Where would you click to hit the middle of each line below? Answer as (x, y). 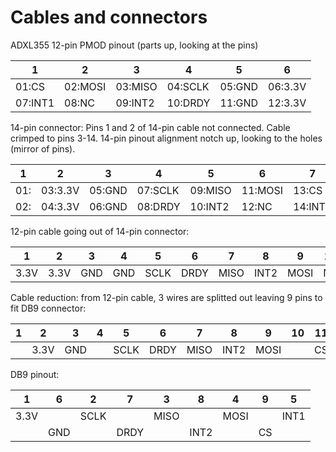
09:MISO (210, 190)
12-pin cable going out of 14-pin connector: (100, 231)
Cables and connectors (109, 17)
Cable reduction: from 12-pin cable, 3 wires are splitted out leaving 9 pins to (166, 297)
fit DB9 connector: (48, 308)
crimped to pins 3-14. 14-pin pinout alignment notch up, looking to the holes (166, 138)
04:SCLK (188, 86)
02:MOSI (85, 86)
